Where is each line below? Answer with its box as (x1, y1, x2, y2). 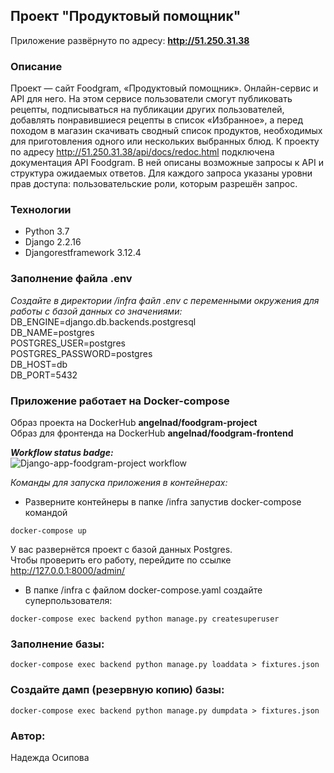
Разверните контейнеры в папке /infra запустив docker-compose (24, 496, 302, 508)
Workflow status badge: (10, 447, 114, 458)
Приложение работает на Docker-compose (10, 394, 230, 408)
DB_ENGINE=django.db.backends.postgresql (10, 315, 197, 328)
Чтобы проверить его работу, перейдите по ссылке (10, 554, 232, 566)
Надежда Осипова (10, 751, 90, 763)
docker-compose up (10, 526, 87, 536)
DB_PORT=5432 (10, 369, 78, 381)
